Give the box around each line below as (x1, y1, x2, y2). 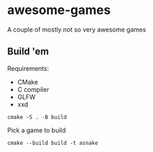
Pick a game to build (7, 125, 66, 134)
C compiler (17, 85, 50, 93)
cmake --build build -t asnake (7, 139, 99, 146)
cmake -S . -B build (7, 113, 68, 120)
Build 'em (7, 46, 49, 57)
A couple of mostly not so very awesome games (7, 25, 147, 34)
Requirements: (7, 64, 49, 72)
